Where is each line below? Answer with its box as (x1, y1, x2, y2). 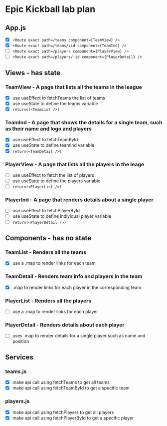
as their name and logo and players (5, 125, 92, 132)
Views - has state (5, 69, 61, 77)
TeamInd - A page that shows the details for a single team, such (5, 119, 163, 126)
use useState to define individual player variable (12, 213, 111, 219)
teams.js (5, 368, 27, 375)
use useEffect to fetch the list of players (12, 172, 95, 178)
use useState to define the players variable (12, 178, 101, 184)
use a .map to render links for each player (12, 308, 98, 314)
